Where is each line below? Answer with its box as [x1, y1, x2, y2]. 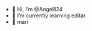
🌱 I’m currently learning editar [11, 12, 86, 19]
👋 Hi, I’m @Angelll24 [11, 6, 63, 13]
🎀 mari [11, 18, 28, 25]
